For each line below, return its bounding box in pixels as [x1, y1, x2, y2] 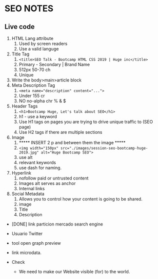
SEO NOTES [4, 3, 54, 14]
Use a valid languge [19, 46, 59, 51]
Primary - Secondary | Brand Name [19, 62, 90, 67]
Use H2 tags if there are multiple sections [19, 129, 103, 135]
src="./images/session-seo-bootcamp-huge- [60, 146, 148, 151]
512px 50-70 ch [19, 67, 51, 73]
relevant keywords [19, 160, 57, 165]
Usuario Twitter [11, 231, 43, 236]
